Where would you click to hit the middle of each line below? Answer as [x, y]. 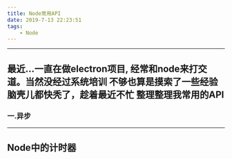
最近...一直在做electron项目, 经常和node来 [98, 68]
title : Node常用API [34, 13]
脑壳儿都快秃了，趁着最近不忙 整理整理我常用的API [116, 95]
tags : [15, 26]
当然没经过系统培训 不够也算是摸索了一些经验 [122, 82]
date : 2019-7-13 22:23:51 [44, 20]
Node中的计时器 [42, 148]
